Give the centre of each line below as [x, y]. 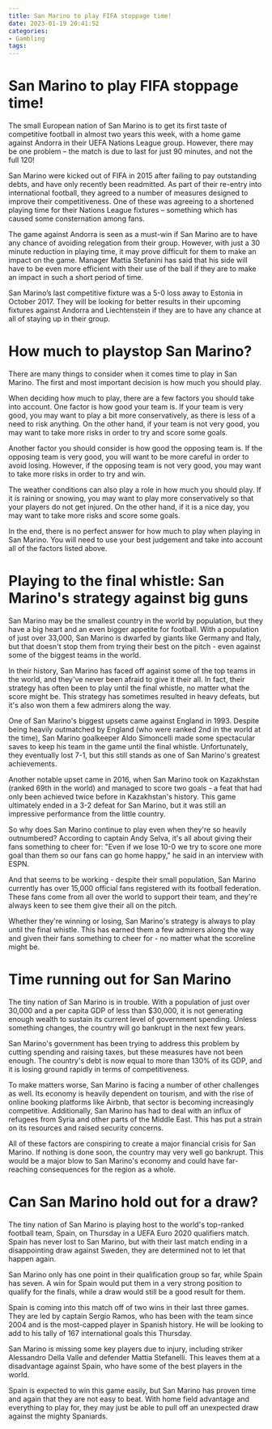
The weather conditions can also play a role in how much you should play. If [135, 490]
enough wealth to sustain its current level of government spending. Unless [133, 1019]
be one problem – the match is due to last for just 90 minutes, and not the [131, 151]
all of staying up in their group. [59, 319]
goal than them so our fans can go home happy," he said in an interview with [136, 855]
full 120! [21, 160]
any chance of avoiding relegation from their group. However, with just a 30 [134, 243]
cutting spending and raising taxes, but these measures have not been [126, 1052]
